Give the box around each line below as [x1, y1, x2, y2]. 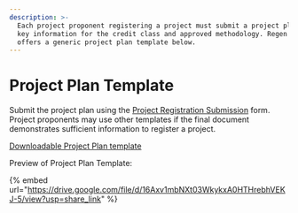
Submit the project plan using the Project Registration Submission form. [9, 105, 271, 116]
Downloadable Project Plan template [9, 141, 142, 151]
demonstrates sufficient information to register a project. [9, 124, 216, 134]
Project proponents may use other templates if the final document [9, 114, 250, 125]
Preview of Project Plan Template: [9, 158, 133, 169]
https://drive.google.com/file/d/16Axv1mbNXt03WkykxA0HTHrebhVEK [27, 185, 286, 195]
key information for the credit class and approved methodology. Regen [17, 29, 288, 38]
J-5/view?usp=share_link [9, 194, 102, 204]
